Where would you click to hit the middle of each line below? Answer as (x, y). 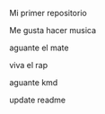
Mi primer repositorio (48, 13)
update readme (38, 100)
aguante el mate (39, 48)
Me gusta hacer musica (53, 30)
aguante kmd (34, 83)
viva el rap (29, 65)
